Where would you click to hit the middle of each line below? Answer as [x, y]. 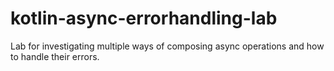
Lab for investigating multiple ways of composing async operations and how [167, 46]
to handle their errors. [55, 56]
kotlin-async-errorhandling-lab [144, 18]
